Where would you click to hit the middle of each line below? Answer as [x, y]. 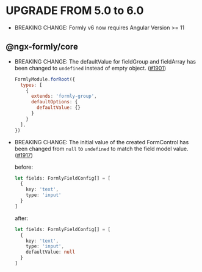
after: [21, 218]
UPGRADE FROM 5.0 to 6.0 [75, 11]
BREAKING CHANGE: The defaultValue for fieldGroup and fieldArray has [105, 61]
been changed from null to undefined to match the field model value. [101, 149]
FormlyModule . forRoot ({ [45, 79]
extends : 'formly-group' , [64, 96]
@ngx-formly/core [42, 47]
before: [23, 167]
